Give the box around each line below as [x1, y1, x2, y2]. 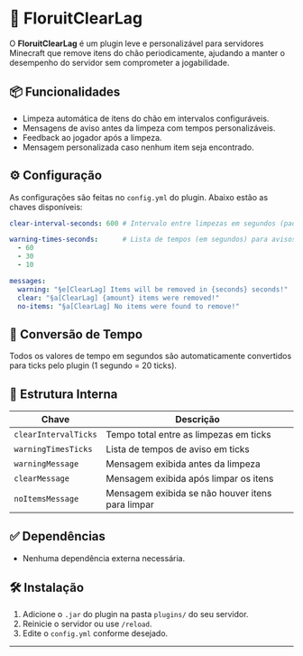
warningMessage [14, 459, 79, 469]
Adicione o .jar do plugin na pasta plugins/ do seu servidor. [22, 608, 249, 619]
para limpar [106, 498, 155, 511]
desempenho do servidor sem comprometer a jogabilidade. [9, 57, 230, 68]
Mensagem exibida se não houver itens [106, 487, 272, 500]
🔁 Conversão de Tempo [9, 327, 142, 342]
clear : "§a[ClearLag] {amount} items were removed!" [17, 293, 220, 302]
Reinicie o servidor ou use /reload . [22, 618, 152, 629]
